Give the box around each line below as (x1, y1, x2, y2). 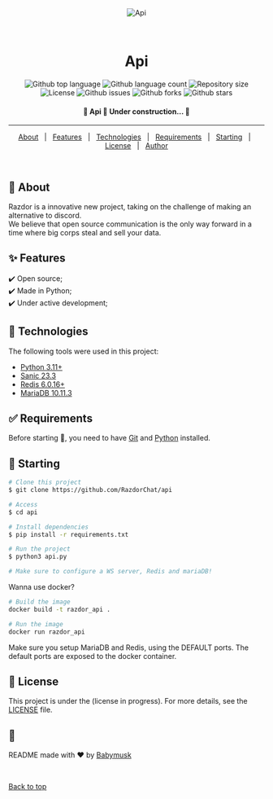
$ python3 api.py (8, 553, 67, 561)
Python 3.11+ (19, 362, 63, 371)
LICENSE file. (8, 705, 53, 715)
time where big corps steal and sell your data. (8, 227, 162, 237)
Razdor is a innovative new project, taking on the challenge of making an (8, 201, 252, 211)
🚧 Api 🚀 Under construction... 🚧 (82, 106, 191, 116)
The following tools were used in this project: (8, 346, 159, 356)
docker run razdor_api (8, 627, 85, 636)
